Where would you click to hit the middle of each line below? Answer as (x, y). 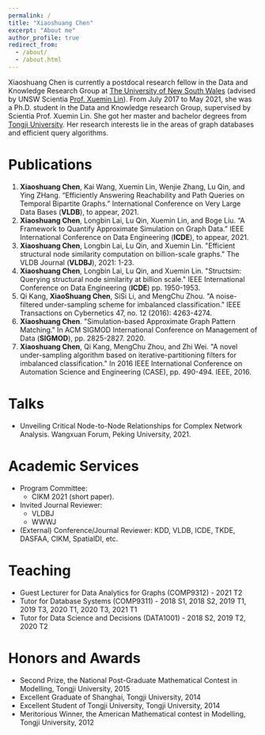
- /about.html (38, 60)
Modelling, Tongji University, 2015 (75, 688)
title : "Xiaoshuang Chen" (51, 23)
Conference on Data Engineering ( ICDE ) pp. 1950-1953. (110, 288)
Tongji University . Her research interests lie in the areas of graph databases (131, 124)
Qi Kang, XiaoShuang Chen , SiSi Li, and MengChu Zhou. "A (117, 296)
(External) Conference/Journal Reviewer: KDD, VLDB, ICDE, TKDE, (127, 530)
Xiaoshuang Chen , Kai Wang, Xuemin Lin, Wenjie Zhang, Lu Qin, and (132, 186)
